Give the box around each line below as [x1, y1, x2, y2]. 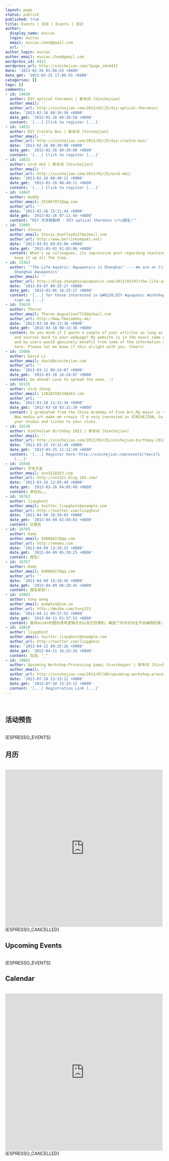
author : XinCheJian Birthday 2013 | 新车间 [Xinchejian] [10, 428, 129, 433]
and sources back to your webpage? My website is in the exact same [14, 335, 161, 340]
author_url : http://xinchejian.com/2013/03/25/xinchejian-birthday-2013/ [10, 438, 167, 443]
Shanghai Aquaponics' [14, 269, 59, 274]
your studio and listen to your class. [14, 419, 98, 424]
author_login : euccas [5, 49, 51, 54]
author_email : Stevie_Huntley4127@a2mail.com [10, 232, 107, 237]
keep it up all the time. [14, 255, 69, 261]
